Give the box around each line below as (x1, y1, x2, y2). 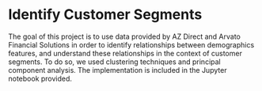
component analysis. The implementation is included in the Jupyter (8, 65, 227, 74)
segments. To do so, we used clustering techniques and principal (8, 57, 221, 66)
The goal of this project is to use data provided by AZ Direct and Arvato (8, 32, 241, 41)
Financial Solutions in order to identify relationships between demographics (8, 40, 255, 49)
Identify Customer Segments (8, 6, 203, 24)
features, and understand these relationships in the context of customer (8, 48, 243, 58)
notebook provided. (8, 74, 73, 83)
